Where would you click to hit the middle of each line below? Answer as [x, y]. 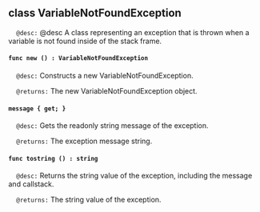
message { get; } [37, 108]
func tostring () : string [53, 158]
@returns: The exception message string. [84, 141]
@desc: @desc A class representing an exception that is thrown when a [132, 32]
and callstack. [31, 184]
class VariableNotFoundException [95, 13]
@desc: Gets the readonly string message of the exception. [112, 126]
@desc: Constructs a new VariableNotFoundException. [104, 76]
